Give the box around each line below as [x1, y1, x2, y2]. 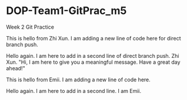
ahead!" [6, 64, 25, 71]
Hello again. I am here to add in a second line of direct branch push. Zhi [6, 52, 179, 59]
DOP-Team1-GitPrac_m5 [6, 4, 127, 18]
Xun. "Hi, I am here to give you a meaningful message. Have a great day [6, 58, 181, 65]
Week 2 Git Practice [6, 23, 55, 30]
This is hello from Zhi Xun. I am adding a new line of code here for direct [6, 35, 181, 42]
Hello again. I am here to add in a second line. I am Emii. [6, 87, 142, 94]
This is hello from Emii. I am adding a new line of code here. [6, 76, 151, 83]
